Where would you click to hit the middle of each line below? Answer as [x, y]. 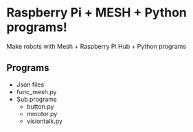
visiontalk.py [45, 121]
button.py [40, 106]
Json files [30, 85]
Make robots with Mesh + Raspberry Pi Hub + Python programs [96, 46]
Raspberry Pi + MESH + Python [96, 13]
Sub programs [36, 99]
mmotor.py [42, 113]
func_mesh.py [36, 91]
